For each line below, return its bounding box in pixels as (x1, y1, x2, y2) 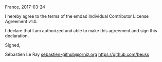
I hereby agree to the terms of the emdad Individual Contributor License (5, 13, 149, 19)
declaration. (5, 33, 29, 38)
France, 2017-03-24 (5, 4, 45, 10)
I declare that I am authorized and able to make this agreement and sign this (5, 28, 157, 33)
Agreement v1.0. (5, 19, 38, 24)
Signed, (5, 42, 20, 48)
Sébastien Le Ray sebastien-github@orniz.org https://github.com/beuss (5, 51, 149, 57)
